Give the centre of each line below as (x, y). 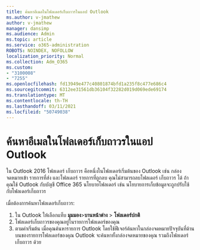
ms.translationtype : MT (36, 95)
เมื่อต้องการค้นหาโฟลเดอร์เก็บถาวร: (41, 203)
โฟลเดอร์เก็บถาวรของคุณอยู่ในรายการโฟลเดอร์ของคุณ (67, 222)
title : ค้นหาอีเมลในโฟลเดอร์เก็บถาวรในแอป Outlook (58, 12)
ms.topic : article (29, 39)
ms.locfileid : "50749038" (38, 112)
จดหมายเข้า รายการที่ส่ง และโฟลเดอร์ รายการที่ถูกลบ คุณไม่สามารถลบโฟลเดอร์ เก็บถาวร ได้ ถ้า (98, 178)
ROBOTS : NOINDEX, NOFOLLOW (40, 51)
